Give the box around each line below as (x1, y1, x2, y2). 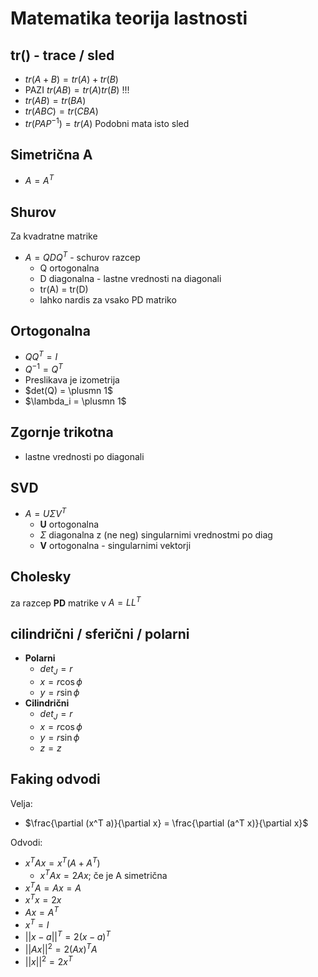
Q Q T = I (24, 349, 58, 363)
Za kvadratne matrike (10, 230, 98, 242)
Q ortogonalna (39, 262, 100, 274)
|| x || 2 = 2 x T (24, 953, 73, 967)
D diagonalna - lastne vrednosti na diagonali (39, 272, 222, 284)
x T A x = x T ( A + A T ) (24, 855, 101, 869)
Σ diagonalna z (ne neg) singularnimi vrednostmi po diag (39, 529, 273, 541)
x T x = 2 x (24, 892, 62, 906)
